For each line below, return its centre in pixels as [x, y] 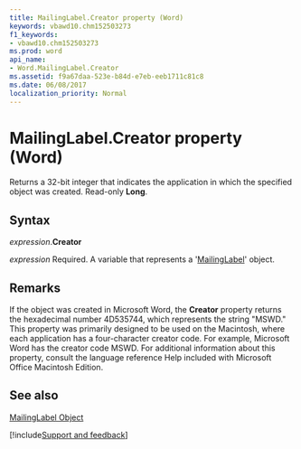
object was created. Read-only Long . [79, 192]
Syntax [30, 220]
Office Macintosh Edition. [56, 368]
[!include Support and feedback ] [69, 435]
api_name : [28, 60]
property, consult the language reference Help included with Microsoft [141, 358]
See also [34, 395]
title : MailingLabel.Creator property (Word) [96, 18]
